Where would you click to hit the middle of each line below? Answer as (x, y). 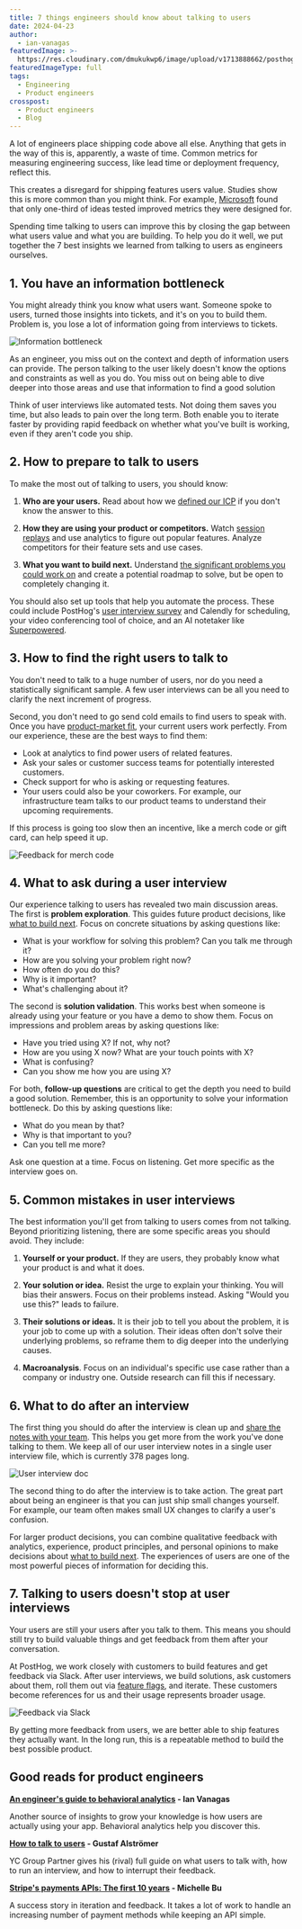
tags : (19, 76)
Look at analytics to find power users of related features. (127, 753)
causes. (37, 1350)
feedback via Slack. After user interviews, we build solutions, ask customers (151, 1675)
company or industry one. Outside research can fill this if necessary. (149, 1377)
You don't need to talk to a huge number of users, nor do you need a (136, 679)
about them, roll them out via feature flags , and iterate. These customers (143, 1685)
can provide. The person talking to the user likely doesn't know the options (148, 368)
